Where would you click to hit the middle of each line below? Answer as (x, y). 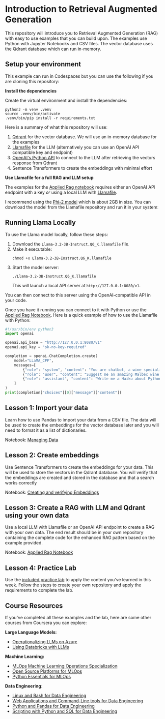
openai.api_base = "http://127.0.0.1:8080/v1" (54, 343)
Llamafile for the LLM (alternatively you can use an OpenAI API (76, 147)
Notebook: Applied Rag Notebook (39, 552)
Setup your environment (43, 64)
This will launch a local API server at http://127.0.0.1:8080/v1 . (76, 285)
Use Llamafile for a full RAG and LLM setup (49, 178)
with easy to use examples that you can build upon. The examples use (76, 38)
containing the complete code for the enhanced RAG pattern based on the (80, 538)
